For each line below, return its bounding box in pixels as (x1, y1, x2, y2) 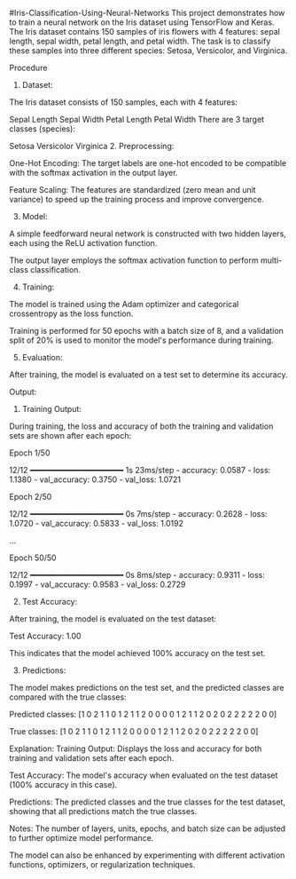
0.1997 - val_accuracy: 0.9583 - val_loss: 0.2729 (9, 579, 186, 590)
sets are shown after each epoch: (9, 431, 131, 440)
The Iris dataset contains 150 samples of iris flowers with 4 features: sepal (9, 27, 281, 36)
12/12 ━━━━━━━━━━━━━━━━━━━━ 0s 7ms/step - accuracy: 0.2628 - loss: (9, 509, 268, 519)
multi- (260, 255, 283, 265)
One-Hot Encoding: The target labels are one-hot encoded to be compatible (9, 158, 286, 168)
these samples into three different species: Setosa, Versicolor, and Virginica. (9, 45, 288, 56)
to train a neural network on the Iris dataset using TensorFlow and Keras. (9, 17, 275, 28)
